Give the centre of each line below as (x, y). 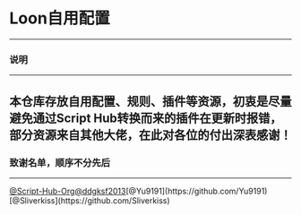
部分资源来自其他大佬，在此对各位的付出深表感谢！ (150, 135)
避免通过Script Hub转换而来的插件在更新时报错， (146, 118)
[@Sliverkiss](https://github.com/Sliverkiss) (90, 200)
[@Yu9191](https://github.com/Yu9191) (196, 191)
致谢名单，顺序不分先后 (60, 162)
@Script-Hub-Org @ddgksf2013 (68, 191)
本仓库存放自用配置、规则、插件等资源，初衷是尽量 (150, 101)
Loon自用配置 (60, 18)
